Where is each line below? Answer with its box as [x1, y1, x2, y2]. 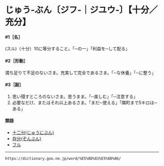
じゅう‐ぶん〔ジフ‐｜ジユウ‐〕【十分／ [5, 4, 158, 16]
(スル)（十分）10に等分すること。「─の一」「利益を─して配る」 [5, 46, 130, 52]
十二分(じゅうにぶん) [12, 130, 55, 135]
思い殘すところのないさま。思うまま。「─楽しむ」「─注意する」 [12, 93, 138, 99]
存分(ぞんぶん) [12, 136, 41, 142]
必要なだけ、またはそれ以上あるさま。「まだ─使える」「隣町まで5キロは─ [12, 100, 158, 105]
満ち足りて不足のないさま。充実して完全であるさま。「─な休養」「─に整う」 [5, 69, 156, 76]
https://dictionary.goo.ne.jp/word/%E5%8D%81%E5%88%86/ [5, 156, 121, 161]
